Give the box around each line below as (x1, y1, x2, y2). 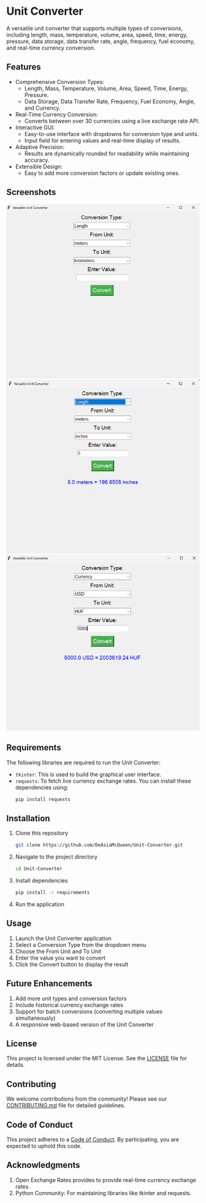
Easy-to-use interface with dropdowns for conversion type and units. (24, 130, 199, 137)
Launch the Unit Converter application (15, 935, 112, 942)
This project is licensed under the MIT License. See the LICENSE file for (6, 1055, 188, 1062)
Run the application (15, 900, 64, 908)
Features (6, 62, 41, 72)
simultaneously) (15, 1014, 56, 1022)
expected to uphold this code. (6, 1142, 82, 1150)
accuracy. (24, 156, 50, 164)
